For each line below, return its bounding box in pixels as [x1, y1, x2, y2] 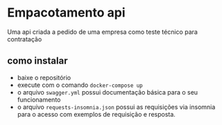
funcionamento [17, 95, 61, 104]
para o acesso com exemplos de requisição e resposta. [17, 110, 176, 118]
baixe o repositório [17, 73, 71, 81]
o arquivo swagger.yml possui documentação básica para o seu [17, 88, 198, 96]
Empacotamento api [7, 5, 126, 21]
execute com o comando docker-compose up [17, 81, 144, 89]
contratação [7, 35, 42, 43]
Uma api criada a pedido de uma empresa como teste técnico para [7, 28, 198, 36]
